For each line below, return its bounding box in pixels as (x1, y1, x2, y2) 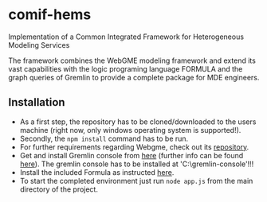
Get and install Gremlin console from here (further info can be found (19, 150, 244, 160)
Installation (8, 95, 65, 109)
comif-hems (8, 6, 92, 24)
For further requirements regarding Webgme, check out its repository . (19, 142, 249, 152)
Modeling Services (8, 40, 70, 49)
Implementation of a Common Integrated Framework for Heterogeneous (8, 32, 245, 41)
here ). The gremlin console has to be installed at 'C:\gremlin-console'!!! (19, 159, 254, 169)
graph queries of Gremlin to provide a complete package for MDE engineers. (8, 72, 260, 82)
